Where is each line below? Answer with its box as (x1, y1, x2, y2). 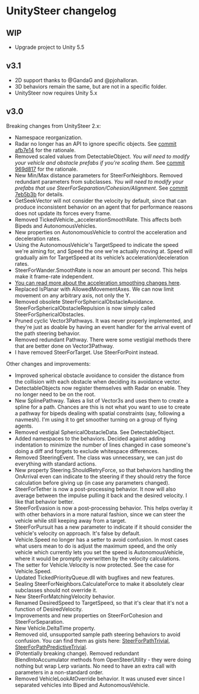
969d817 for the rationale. (14, 165, 78, 172)
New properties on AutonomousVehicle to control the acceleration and (14, 228, 187, 235)
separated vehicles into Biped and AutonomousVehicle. (14, 681, 150, 688)
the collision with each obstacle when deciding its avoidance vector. (14, 378, 182, 385)
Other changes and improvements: (6, 360, 91, 367)
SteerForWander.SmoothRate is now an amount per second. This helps (14, 266, 188, 274)
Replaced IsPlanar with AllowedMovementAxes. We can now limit (14, 285, 174, 293)
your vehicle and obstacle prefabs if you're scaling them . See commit (14, 159, 185, 166)
